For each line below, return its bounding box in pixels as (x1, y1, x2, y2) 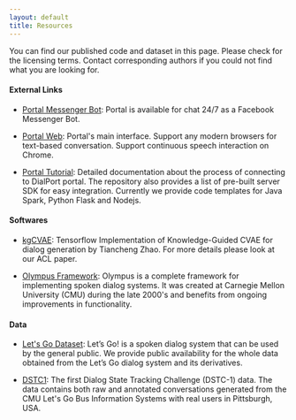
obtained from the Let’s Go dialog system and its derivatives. (21, 357, 243, 368)
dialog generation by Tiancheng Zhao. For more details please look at (21, 244, 276, 255)
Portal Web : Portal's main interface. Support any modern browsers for (21, 130, 277, 141)
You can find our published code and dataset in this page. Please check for (9, 45, 283, 56)
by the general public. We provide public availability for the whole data (21, 348, 278, 359)
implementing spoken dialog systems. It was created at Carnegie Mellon (21, 279, 285, 290)
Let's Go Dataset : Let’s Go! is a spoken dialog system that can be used (21, 339, 279, 349)
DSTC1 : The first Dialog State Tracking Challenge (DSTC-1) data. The (21, 375, 273, 386)
